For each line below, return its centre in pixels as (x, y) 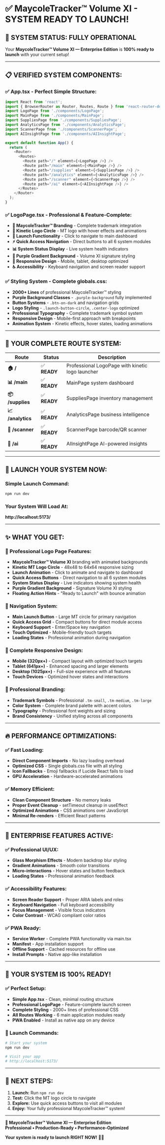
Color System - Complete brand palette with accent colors (72, 705)
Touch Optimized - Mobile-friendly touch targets (62, 632)
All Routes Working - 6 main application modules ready (69, 1015)
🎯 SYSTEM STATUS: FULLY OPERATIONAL (71, 37)
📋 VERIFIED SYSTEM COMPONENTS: (64, 75)
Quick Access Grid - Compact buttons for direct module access (77, 622)
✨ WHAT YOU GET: (35, 537)
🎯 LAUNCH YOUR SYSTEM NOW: (56, 470)
